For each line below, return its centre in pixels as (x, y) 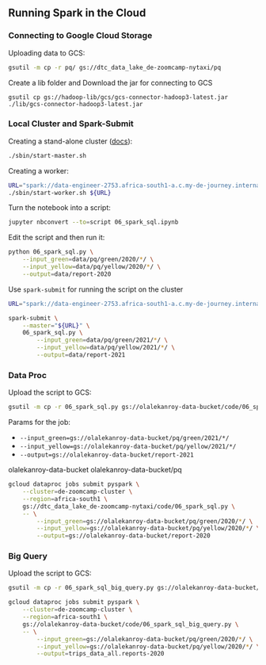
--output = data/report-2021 (81, 355)
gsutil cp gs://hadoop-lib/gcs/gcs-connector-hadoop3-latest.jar (118, 97)
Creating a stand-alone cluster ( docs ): (70, 141)
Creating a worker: (38, 170)
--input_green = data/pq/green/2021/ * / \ (103, 340)
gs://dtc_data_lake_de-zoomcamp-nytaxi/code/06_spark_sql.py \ (129, 506)
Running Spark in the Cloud (77, 13)
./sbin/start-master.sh (47, 155)
